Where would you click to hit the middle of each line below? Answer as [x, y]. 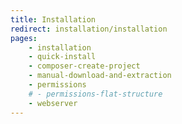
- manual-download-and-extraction [100, 76]
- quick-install [62, 57]
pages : [24, 38]
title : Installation [53, 19]
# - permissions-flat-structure [95, 94]
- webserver [53, 103]
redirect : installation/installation [89, 29]
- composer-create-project [84, 66]
